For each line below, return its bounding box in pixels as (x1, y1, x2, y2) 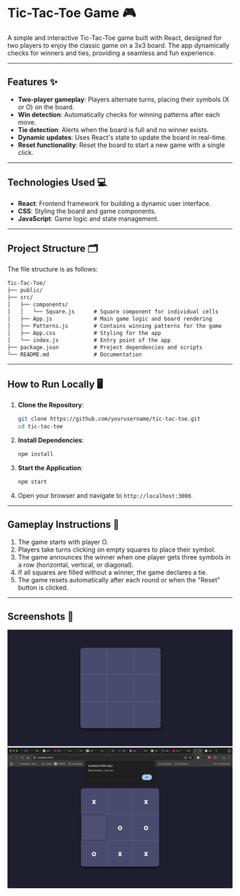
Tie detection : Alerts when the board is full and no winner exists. (17, 125, 209, 134)
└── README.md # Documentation (7, 351, 142, 359)
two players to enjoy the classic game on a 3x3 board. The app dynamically (7, 41, 230, 49)
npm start (17, 478, 48, 485)
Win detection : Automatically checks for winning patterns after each (17, 110, 220, 119)
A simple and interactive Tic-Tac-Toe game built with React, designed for (7, 33, 222, 42)
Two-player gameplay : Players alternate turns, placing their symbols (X (17, 95, 230, 104)
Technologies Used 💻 (7, 176, 107, 189)
